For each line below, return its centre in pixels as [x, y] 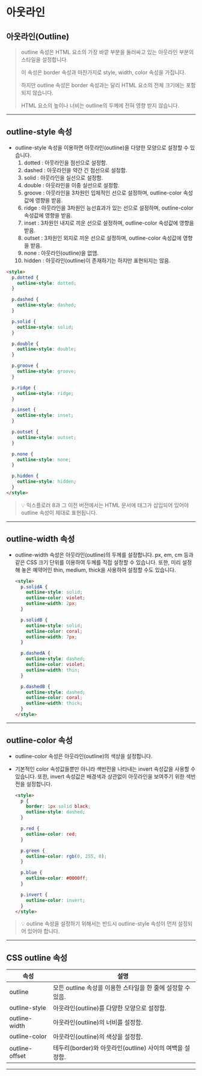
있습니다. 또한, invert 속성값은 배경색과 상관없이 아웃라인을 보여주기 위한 [100, 776]
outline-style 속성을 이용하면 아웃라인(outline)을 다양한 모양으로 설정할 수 [102, 148]
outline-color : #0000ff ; [57, 879]
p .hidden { [25, 476]
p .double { [25, 344]
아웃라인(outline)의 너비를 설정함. [98, 1022]
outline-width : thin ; [53, 670]
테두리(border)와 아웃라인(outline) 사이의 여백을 [118, 1048]
